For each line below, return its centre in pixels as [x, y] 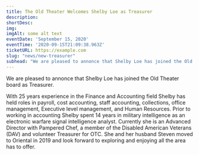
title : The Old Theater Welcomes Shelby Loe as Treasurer [79, 12]
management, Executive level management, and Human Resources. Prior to [99, 109]
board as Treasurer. [30, 84]
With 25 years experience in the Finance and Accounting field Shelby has [96, 96]
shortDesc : [20, 23]
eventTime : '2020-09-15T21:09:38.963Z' [56, 45]
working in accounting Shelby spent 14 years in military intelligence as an [96, 115]
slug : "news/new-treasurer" [41, 56]
